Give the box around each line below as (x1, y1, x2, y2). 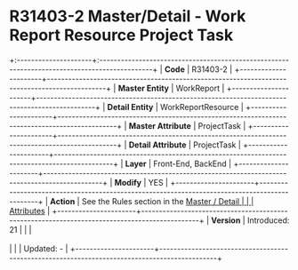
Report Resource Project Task (9, 25, 234, 45)
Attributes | (9, 205, 51, 216)
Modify (114, 177, 142, 187)
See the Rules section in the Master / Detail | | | (81, 195, 254, 206)
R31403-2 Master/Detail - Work (9, 6, 246, 27)
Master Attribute (128, 120, 191, 131)
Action (50, 195, 76, 206)
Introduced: (247, 215, 290, 226)
